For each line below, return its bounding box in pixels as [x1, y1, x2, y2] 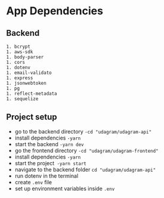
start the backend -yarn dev [14, 140, 84, 147]
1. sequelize [6, 96, 39, 102]
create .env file [14, 178, 52, 185]
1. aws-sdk [6, 49, 33, 55]
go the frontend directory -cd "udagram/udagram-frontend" [14, 147, 159, 154]
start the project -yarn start [14, 159, 86, 166]
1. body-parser [6, 54, 44, 60]
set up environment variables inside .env [14, 185, 115, 192]
